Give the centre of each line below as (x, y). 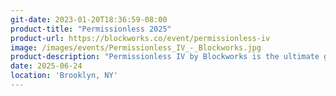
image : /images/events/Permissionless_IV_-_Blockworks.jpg (136, 47)
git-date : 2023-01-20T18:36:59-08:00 (89, 19)
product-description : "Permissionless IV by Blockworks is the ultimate (165, 57)
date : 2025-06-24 (46, 66)
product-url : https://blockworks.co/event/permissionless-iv (140, 38)
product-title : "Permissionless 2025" (91, 29)
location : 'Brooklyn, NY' (64, 76)
